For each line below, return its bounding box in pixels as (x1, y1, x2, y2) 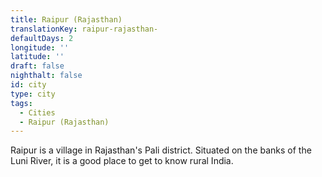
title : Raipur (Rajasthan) (10, 14, 123, 25)
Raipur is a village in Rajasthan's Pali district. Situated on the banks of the (10, 144, 312, 156)
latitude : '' (10, 52, 65, 62)
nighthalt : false (10, 71, 83, 81)
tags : (10, 98, 33, 108)
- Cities (19, 107, 56, 118)
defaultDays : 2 (10, 33, 74, 43)
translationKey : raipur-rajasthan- (10, 24, 159, 34)
